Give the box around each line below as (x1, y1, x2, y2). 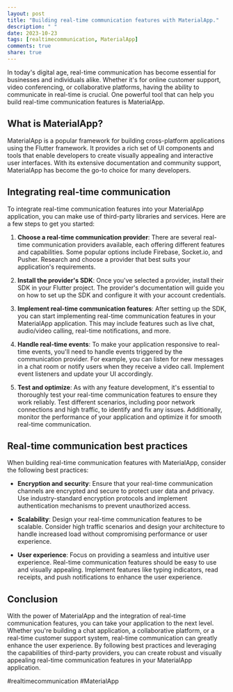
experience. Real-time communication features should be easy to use (17, 558, 217, 567)
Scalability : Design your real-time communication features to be (17, 515, 202, 524)
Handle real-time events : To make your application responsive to (17, 340, 205, 348)
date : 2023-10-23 (7, 29, 58, 37)
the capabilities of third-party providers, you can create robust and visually (7, 649, 223, 657)
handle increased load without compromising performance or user (17, 530, 208, 538)
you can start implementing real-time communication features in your (17, 311, 216, 320)
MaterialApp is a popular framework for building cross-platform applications (7, 136, 225, 145)
